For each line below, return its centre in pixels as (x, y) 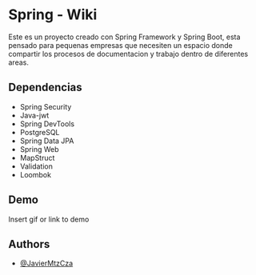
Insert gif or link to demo (49, 219)
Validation (36, 166)
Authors (29, 244)
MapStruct (37, 157)
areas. (19, 62)
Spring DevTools (47, 124)
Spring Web (39, 149)
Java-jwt (34, 115)
